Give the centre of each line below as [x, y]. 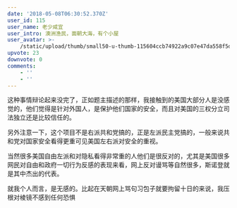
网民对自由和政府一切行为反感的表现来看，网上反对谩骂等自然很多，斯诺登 [115, 165]
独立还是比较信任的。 [44, 117]
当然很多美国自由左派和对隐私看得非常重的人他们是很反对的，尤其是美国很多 [119, 156]
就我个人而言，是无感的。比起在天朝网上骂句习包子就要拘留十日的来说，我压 [119, 189]
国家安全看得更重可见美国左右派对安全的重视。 [94, 141]
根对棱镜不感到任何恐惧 [41, 197]
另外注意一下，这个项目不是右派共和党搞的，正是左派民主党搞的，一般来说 [115, 132]
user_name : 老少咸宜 [35, 27]
